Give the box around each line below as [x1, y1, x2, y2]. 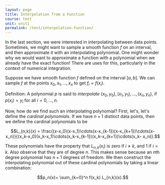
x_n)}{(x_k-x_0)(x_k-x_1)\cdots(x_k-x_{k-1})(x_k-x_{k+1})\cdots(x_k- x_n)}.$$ [5, 133, 160, 139]
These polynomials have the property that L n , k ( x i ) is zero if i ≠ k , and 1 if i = [5, 143, 159, 150]
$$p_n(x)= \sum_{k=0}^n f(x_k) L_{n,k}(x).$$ [36, 175, 129, 181]
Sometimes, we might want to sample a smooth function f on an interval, [5, 44, 152, 50]
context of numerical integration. [5, 65, 71, 72]
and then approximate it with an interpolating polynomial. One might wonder [5, 50, 159, 56]
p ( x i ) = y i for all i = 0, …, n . [5, 97, 58, 104]
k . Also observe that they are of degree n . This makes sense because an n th [5, 149, 160, 155]
